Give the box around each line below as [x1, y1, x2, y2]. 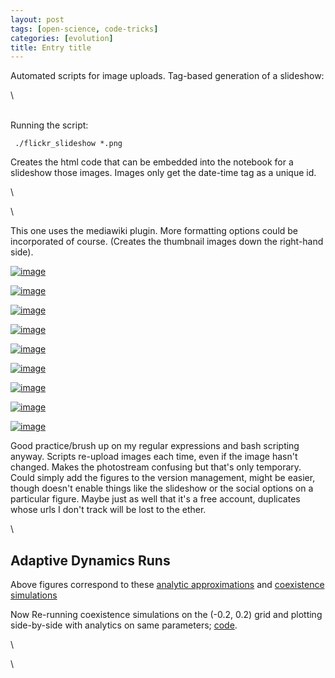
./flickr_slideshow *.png [14, 139, 123, 149]
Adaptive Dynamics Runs [10, 552, 171, 569]
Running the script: [10, 119, 89, 131]
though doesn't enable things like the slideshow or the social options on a [10, 482, 314, 495]
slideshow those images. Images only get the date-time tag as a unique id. [10, 167, 317, 179]
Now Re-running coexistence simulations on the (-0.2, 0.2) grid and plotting [10, 609, 323, 621]
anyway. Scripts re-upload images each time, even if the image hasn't [10, 451, 298, 463]
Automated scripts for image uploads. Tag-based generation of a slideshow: [10, 70, 325, 82]
